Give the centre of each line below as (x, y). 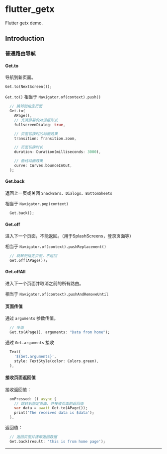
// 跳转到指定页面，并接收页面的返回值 (49, 403)
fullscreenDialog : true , (40, 125)
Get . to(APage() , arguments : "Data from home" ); (60, 332)
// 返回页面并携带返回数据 (33, 437)
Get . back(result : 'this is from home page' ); (58, 441)
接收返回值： (18, 389)
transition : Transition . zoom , (45, 138)
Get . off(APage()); (29, 260)
